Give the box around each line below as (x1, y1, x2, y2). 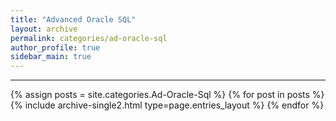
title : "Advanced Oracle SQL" (10, 14, 137, 25)
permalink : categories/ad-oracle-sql (10, 33, 168, 43)
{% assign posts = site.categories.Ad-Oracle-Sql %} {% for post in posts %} (10, 89, 325, 101)
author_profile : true (10, 42, 101, 53)
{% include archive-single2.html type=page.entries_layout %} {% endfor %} (10, 99, 325, 111)
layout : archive (10, 24, 78, 34)
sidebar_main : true (10, 52, 92, 62)
